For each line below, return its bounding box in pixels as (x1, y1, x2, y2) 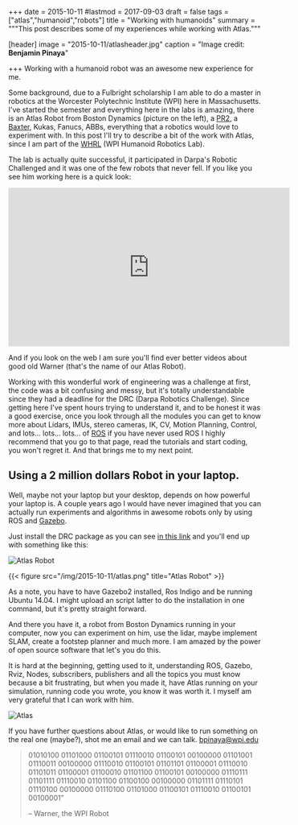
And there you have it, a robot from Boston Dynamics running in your (8, 619, 236, 629)
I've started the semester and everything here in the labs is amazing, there (8, 105, 255, 114)
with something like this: (8, 539, 88, 550)
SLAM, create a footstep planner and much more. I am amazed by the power (8, 636, 261, 646)
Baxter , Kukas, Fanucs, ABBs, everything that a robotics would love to (8, 122, 239, 131)
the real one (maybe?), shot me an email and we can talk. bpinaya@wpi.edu (8, 734, 259, 744)
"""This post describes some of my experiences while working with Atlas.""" (8, 24, 261, 33)
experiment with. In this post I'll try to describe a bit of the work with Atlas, (8, 130, 255, 140)
